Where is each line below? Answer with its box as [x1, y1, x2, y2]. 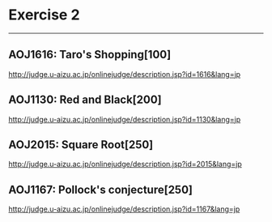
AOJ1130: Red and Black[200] [8, 93, 162, 107]
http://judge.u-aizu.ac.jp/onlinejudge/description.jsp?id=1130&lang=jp [8, 114, 241, 124]
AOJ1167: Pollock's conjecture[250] [8, 182, 193, 196]
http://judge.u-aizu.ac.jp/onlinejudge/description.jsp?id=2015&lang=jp [8, 160, 243, 169]
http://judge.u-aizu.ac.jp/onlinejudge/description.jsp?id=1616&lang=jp [8, 69, 241, 79]
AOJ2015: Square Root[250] [8, 138, 154, 152]
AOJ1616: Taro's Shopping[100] [8, 48, 172, 62]
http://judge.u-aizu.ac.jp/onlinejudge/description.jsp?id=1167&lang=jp [8, 204, 240, 214]
